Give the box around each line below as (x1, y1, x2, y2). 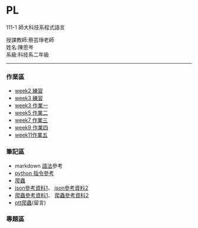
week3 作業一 (14, 102, 48, 109)
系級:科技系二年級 (6, 51, 49, 58)
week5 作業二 (14, 110, 48, 117)
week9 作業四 (14, 124, 48, 131)
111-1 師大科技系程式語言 (6, 24, 65, 31)
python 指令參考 (14, 169, 54, 177)
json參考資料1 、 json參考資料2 (14, 184, 88, 191)
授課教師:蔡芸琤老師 (6, 36, 55, 43)
